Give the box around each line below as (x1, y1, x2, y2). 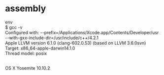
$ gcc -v (5, 24, 23, 30)
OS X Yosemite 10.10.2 (5, 65, 50, 71)
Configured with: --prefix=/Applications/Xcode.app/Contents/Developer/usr (5, 29, 159, 35)
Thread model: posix (5, 50, 47, 56)
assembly (5, 3, 46, 14)
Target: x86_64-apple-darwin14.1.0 (5, 45, 75, 51)
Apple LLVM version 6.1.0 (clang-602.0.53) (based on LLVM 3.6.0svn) (5, 40, 146, 46)
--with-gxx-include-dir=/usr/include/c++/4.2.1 (5, 35, 98, 41)
